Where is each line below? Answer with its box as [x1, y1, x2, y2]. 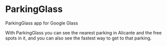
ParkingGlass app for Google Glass [5, 20, 78, 26]
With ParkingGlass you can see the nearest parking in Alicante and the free [5, 29, 162, 35]
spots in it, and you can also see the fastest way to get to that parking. [5, 35, 152, 41]
